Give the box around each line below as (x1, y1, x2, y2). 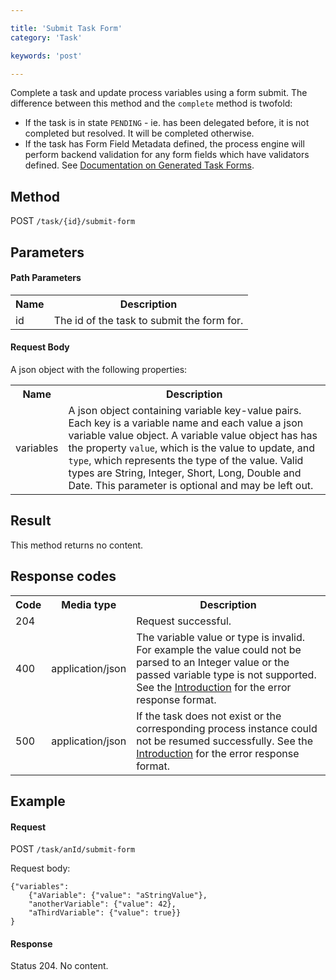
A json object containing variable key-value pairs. (68, 403, 302, 417)
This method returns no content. (10, 539, 144, 551)
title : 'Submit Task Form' (10, 23, 123, 33)
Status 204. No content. (10, 960, 109, 972)
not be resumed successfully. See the (136, 734, 314, 748)
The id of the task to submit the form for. (53, 313, 244, 327)
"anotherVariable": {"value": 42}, (28, 899, 177, 910)
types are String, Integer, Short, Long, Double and (68, 466, 302, 480)
